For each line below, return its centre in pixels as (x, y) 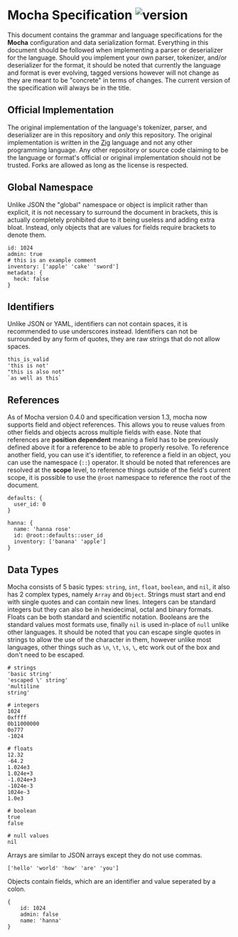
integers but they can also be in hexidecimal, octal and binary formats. (110, 609)
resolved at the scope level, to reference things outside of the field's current (119, 470)
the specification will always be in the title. (69, 87)
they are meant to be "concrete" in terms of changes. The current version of (119, 80)
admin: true (25, 254)
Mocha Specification (70, 15)
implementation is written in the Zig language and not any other (100, 142)
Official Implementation (61, 110)
